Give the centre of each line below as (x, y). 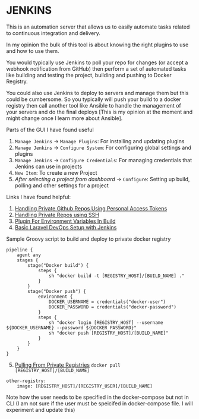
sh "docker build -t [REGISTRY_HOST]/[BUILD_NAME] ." (116, 276)
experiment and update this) (41, 409)
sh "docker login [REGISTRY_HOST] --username (106, 322)
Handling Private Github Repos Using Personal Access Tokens (91, 208)
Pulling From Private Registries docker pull (67, 365)
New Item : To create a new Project (56, 172)
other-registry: (26, 381)
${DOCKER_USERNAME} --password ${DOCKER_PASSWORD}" (71, 327)
